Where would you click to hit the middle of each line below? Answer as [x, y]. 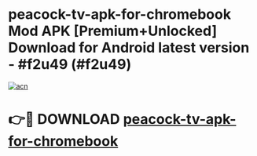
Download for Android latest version [129, 48]
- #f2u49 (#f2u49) [70, 65]
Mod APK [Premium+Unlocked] [113, 31]
